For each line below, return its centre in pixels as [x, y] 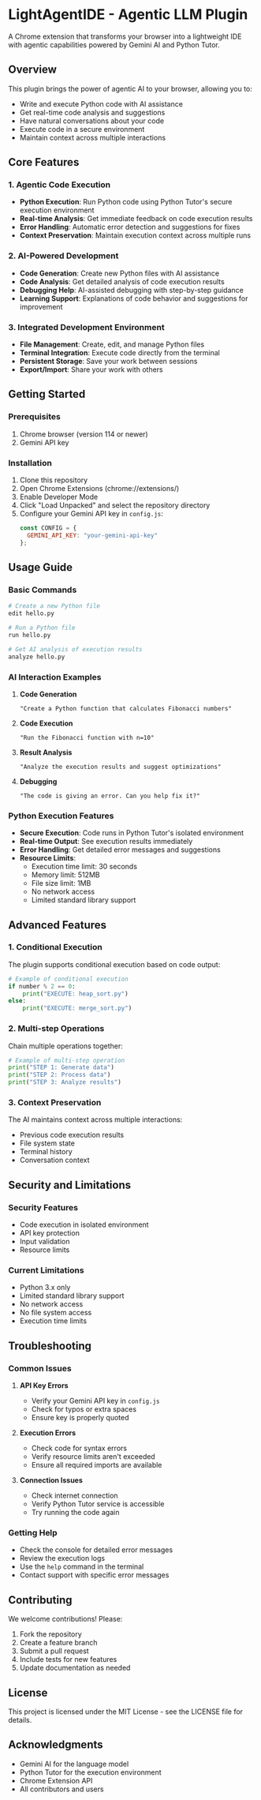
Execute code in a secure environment [82, 129]
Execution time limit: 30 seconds [84, 867]
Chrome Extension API [56, 1780]
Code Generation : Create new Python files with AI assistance [119, 273]
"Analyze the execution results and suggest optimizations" [120, 767]
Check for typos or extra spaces [84, 1409]
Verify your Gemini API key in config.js [95, 1401]
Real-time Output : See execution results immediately [106, 842]
